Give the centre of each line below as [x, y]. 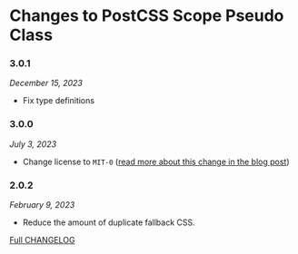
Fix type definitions [59, 101]
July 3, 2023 [33, 144]
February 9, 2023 [42, 205]
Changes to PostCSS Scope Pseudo [147, 16]
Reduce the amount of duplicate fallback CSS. [109, 222]
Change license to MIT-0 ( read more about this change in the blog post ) [156, 161]
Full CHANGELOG [42, 240]
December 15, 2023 [46, 83]
